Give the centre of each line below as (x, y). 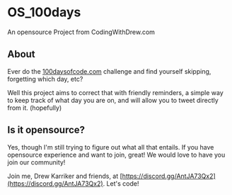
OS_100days (44, 12)
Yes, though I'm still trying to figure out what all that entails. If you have (111, 147)
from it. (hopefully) (35, 108)
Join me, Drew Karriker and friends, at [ (65, 176)
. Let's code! (121, 183)
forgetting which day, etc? (45, 79)
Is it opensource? (46, 130)
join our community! (36, 162)
